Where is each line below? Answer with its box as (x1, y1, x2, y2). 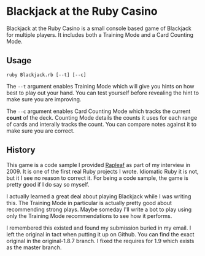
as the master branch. (6, 244, 62, 251)
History (6, 145, 36, 155)
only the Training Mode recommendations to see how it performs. (6, 212, 172, 219)
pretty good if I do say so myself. (6, 180, 90, 188)
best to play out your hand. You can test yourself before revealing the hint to (6, 89, 199, 96)
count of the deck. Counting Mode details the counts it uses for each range (6, 114, 198, 121)
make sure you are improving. (6, 95, 82, 103)
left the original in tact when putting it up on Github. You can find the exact (6, 230, 195, 238)
